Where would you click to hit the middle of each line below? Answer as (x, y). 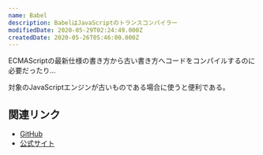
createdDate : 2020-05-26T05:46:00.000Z (74, 37)
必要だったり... (32, 71)
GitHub (31, 134)
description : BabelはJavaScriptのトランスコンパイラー (93, 23)
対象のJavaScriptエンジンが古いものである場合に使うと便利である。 (119, 87)
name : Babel (28, 15)
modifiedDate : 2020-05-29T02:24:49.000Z (76, 30)
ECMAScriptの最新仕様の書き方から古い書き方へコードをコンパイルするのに (131, 61)
